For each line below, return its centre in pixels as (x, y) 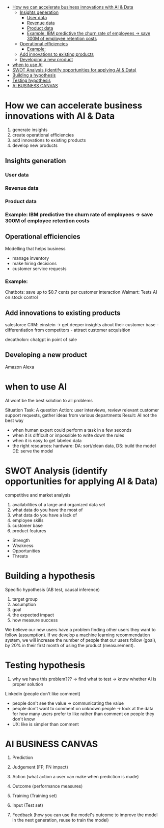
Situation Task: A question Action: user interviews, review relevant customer (82, 410)
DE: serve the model (33, 451)
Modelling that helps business (35, 248)
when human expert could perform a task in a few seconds (72, 430)
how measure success (35, 620)
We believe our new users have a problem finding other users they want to (81, 629)
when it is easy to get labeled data (47, 440)
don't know (24, 719)
